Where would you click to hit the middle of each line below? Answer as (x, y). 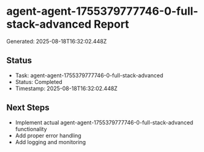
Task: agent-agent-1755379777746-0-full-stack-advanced (89, 75)
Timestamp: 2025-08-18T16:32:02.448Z (66, 88)
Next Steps (28, 108)
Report (112, 24)
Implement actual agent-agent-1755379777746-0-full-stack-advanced (104, 122)
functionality (31, 129)
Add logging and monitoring (51, 142)
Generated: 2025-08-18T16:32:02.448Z (57, 41)
